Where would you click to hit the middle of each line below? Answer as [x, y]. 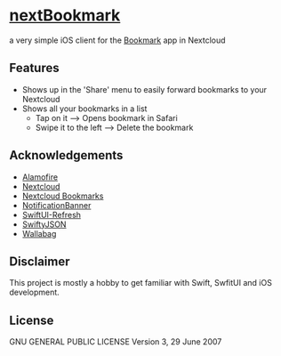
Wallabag [39, 233]
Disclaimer [40, 261]
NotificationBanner [56, 205]
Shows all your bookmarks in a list [84, 109]
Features [34, 68]
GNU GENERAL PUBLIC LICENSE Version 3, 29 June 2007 [116, 342]
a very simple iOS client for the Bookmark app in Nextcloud [117, 40]
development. [34, 292]
